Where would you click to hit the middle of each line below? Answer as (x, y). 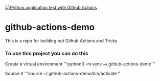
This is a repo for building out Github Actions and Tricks (61, 40)
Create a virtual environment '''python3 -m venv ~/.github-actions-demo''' (80, 64)
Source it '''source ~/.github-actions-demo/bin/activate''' (63, 74)
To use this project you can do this (47, 53)
